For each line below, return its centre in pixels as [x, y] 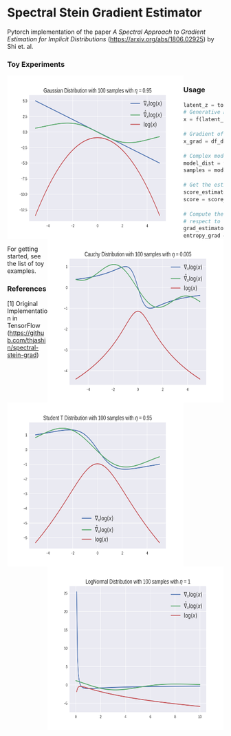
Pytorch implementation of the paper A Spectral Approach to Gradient [107, 32]
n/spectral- [23, 348]
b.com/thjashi [26, 340]
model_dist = [202, 163]
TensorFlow [24, 326]
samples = [197, 170]
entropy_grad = [205, 236]
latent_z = [199, 105]
